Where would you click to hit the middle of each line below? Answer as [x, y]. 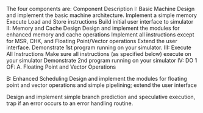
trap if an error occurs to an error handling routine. [70, 103]
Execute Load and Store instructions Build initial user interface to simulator [100, 22]
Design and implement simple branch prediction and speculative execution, [101, 97]
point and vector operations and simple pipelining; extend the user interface [101, 85]
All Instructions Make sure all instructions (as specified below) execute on [99, 54]
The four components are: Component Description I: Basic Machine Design [101, 9]
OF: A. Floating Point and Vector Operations [61, 67]
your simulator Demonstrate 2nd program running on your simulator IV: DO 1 [102, 60]
